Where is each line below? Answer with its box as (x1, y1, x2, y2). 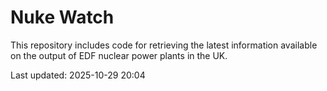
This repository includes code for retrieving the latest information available (10, 39, 318, 51)
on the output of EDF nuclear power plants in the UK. (10, 49, 228, 61)
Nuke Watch (10, 6, 115, 29)
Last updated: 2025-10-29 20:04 (10, 69, 146, 81)
